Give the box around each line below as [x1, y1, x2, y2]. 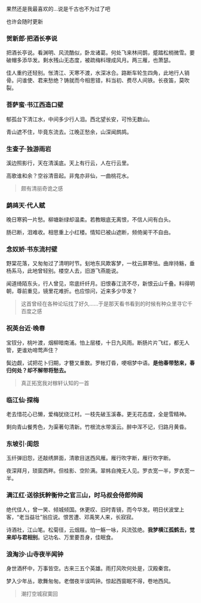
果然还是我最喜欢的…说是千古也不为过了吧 [6, 5, 111, 12]
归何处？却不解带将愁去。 [6, 366, 69, 374]
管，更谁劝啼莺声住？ [6, 346, 59, 353]
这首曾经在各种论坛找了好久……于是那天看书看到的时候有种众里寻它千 [20, 300, 193, 307]
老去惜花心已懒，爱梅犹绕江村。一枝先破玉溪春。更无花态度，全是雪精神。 [6, 411, 190, 418]
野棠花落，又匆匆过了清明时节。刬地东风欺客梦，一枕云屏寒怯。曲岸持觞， [6, 260, 190, 267]
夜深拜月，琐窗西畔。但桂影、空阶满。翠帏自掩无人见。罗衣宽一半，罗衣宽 [6, 467, 190, 474]
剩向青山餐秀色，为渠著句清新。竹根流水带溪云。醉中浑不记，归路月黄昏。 [6, 423, 190, 431]
